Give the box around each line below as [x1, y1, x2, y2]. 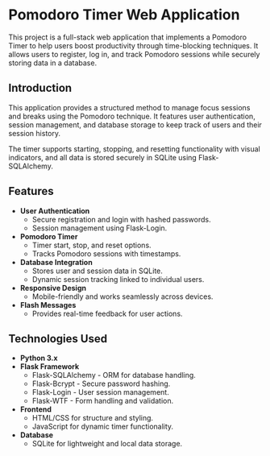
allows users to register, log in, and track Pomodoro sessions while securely [8, 49, 260, 59]
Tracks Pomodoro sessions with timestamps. [31, 248, 181, 259]
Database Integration [19, 257, 93, 267]
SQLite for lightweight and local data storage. [31, 439, 183, 449]
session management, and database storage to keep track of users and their [8, 119, 262, 130]
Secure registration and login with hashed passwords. [31, 214, 211, 224]
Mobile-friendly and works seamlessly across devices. [31, 292, 214, 301]
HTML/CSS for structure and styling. [31, 413, 154, 423]
